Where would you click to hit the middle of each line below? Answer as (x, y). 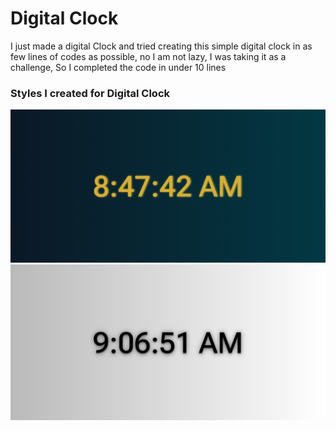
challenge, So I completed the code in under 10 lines (118, 67)
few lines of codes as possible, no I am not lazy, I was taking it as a (148, 56)
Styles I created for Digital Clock (90, 93)
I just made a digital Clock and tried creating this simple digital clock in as (161, 46)
